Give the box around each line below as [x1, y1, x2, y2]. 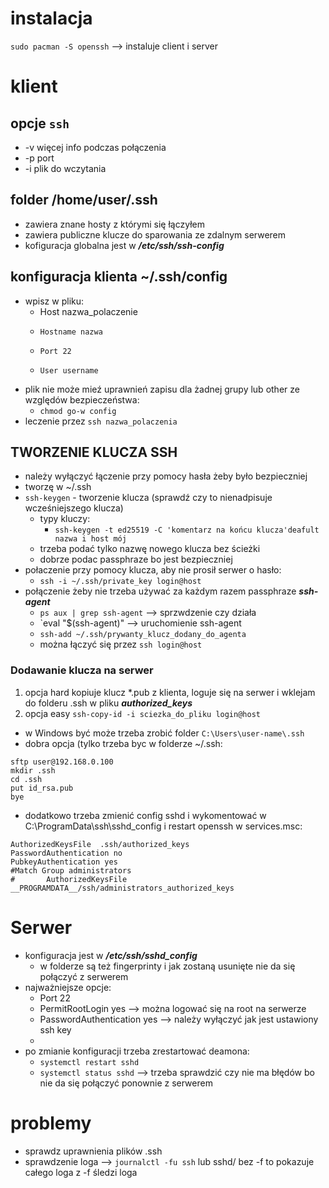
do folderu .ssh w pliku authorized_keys [24, 697, 193, 709]
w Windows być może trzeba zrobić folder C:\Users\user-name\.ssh [24, 727, 305, 739]
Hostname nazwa [39, 327, 103, 337]
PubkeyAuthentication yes [10, 857, 118, 867]
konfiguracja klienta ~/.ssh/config [10, 268, 228, 286]
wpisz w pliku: [24, 295, 85, 307]
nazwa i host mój [54, 534, 127, 544]
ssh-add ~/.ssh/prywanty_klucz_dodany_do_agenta [39, 630, 247, 640]
